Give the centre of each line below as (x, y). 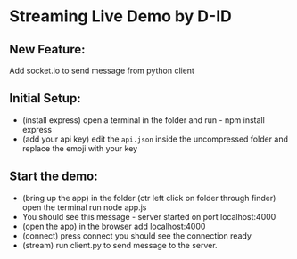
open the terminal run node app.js (84, 207)
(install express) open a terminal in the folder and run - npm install (143, 120)
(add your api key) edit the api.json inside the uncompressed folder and (155, 139)
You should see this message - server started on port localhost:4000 (149, 216)
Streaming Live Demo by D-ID (120, 16)
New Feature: (48, 49)
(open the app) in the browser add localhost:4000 (114, 226)
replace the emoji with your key (80, 148)
